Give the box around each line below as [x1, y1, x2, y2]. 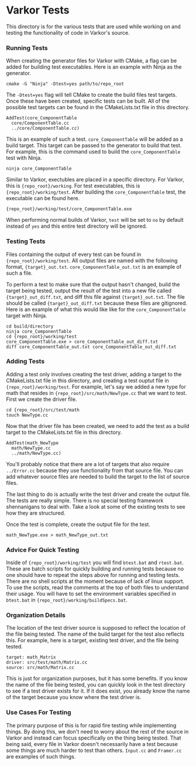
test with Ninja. [6, 154, 42, 161]
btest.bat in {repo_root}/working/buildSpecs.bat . [6, 596, 128, 603]
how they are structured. [6, 509, 66, 517]
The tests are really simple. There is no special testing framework [6, 497, 164, 504]
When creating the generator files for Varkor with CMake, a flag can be [6, 57, 177, 65]
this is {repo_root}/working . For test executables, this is [6, 183, 140, 190]
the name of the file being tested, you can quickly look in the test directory [6, 681, 185, 689]
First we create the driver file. [6, 396, 77, 403]
